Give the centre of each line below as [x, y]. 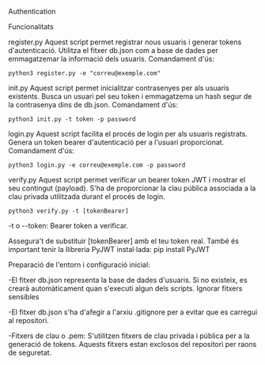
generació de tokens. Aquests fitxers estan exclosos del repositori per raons [132, 344]
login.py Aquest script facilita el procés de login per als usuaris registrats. [128, 134]
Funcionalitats [31, 26]
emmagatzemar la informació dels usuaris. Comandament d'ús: [112, 59]
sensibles [24, 297]
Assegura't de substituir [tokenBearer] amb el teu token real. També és [124, 241]
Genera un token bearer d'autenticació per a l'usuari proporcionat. [116, 142]
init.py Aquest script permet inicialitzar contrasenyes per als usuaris [119, 88]
